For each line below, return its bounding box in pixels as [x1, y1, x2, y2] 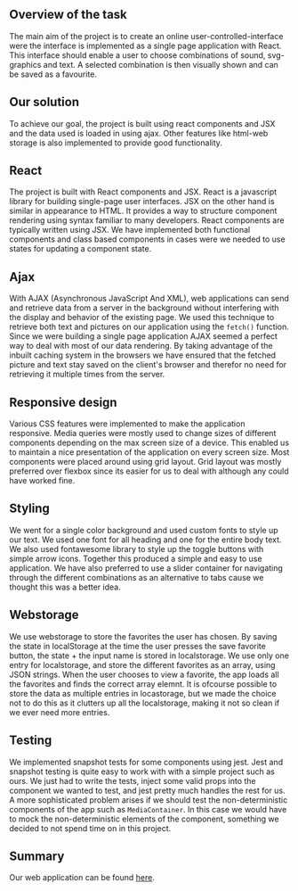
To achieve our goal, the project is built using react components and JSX [9, 118, 276, 128]
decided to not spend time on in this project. [9, 822, 172, 833]
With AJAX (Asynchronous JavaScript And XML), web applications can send [9, 293, 289, 304]
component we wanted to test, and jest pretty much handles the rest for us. [9, 785, 286, 796]
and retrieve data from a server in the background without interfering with [9, 302, 279, 313]
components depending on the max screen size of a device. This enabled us [9, 437, 290, 449]
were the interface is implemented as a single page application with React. [9, 40, 282, 51]
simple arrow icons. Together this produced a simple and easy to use [9, 553, 262, 564]
